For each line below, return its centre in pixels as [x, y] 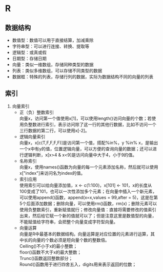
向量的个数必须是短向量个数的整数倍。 [71, 240]
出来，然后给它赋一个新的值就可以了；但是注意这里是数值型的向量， [88, 216]
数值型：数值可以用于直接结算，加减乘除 [53, 40]
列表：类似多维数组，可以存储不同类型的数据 [57, 71]
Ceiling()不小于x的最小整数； [48, 246]
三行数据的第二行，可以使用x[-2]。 [54, 130]
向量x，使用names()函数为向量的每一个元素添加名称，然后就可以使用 [89, 167]
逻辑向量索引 [32, 136]
